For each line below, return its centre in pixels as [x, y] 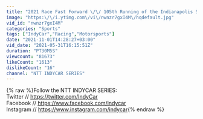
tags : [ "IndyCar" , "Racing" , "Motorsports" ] [60, 34]
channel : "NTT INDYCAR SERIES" [46, 73]
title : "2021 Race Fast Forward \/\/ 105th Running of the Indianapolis [100, 12]
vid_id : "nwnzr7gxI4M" [35, 23]
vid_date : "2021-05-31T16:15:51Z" [50, 46]
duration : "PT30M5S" [32, 51]
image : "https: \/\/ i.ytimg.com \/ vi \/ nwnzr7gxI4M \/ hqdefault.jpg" [90, 17]
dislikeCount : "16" [31, 68]
